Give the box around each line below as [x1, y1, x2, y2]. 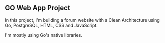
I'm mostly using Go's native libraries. [5, 32, 82, 38]
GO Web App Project [5, 4, 71, 12]
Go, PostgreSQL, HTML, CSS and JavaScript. [5, 22, 98, 28]
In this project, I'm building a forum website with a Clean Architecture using [5, 17, 160, 23]
